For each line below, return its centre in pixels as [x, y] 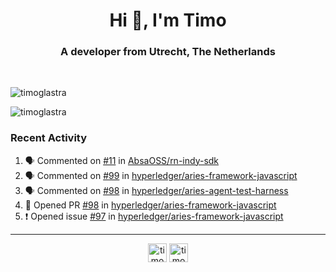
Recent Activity [49, 138]
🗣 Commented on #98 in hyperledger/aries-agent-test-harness [156, 190]
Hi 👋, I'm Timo [168, 20]
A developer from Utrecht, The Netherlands [168, 52]
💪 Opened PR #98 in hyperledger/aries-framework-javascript [150, 205]
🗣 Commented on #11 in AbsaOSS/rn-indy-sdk [122, 160]
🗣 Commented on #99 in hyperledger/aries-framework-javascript [161, 175]
